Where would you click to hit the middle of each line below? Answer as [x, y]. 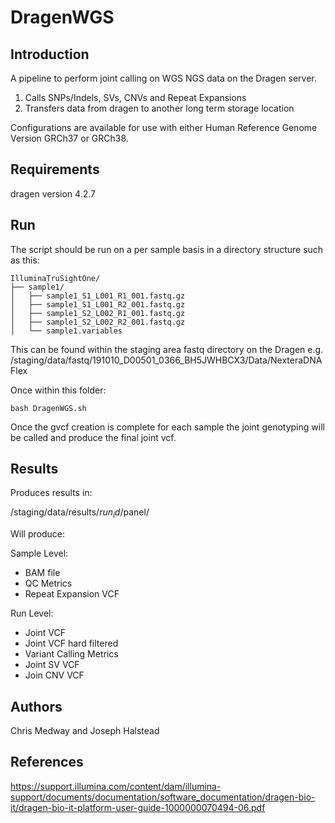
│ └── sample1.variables [66, 331]
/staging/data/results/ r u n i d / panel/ [80, 513]
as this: [25, 260]
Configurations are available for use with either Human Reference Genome [164, 127]
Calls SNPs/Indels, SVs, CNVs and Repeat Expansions [135, 97]
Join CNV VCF [54, 675]
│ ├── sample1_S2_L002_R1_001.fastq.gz [98, 313]
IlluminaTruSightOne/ [55, 278]
